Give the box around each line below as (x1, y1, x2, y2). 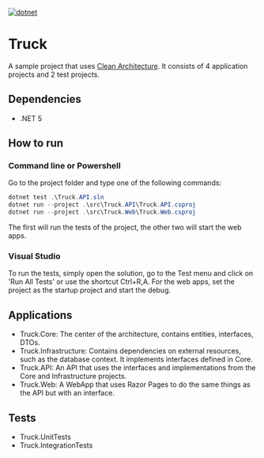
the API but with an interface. (19, 388, 115, 398)
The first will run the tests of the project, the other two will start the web (8, 222, 243, 233)
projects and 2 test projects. (8, 70, 100, 79)
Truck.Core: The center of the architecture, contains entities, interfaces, (19, 329, 255, 339)
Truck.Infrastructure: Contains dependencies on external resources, (19, 346, 242, 356)
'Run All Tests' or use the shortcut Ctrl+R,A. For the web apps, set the (8, 277, 235, 286)
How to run (8, 137, 64, 150)
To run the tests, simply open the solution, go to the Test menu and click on (8, 269, 254, 278)
